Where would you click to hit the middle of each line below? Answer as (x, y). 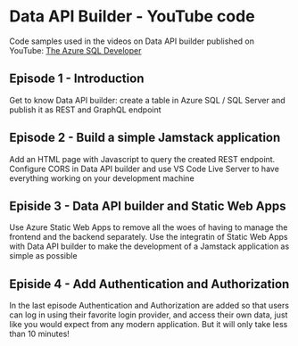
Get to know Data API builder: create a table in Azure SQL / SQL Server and (147, 100)
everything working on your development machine (102, 178)
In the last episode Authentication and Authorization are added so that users (149, 306)
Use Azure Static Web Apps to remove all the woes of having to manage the (149, 227)
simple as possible (43, 256)
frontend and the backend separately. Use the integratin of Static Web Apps (149, 237)
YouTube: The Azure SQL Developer (75, 50)
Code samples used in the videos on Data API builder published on (132, 41)
